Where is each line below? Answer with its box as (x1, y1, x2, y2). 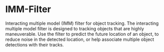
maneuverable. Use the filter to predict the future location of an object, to (5, 31, 159, 37)
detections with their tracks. (5, 41, 64, 47)
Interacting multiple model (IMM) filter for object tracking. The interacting (5, 20, 159, 26)
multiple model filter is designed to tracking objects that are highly (5, 25, 144, 31)
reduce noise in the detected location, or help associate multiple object (5, 36, 154, 42)
